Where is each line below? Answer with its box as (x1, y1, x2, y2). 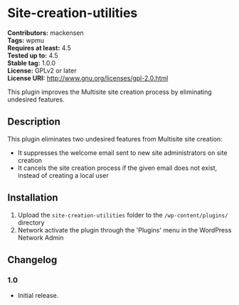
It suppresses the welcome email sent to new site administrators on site (17, 148, 228, 157)
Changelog (7, 254, 58, 266)
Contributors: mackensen (7, 28, 84, 37)
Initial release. (17, 291, 59, 300)
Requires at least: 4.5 (7, 43, 71, 52)
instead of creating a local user (17, 171, 109, 179)
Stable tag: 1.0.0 (7, 58, 55, 67)
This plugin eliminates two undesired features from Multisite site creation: (7, 134, 223, 143)
